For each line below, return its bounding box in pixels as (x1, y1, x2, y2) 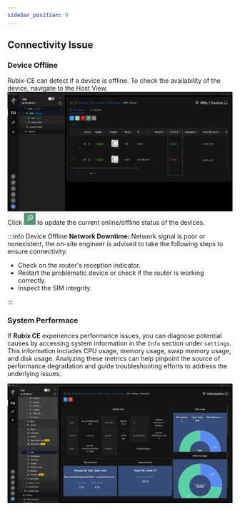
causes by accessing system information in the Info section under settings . (7, 339, 232, 348)
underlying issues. (7, 370, 62, 378)
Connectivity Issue (7, 39, 94, 51)
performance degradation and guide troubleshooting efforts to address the (7, 362, 227, 370)
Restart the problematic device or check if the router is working (17, 268, 204, 278)
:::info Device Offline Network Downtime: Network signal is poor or (7, 232, 206, 241)
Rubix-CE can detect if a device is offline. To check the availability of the (7, 76, 221, 85)
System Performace (7, 315, 79, 325)
